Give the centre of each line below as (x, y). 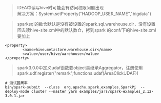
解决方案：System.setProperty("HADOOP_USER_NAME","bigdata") (84, 14)
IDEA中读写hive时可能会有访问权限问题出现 (60, 8)
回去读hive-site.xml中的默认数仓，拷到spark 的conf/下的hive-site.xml (86, 30)
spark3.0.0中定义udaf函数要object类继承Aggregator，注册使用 (80, 68)
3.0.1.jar (15, 96)
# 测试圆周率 (16, 83)
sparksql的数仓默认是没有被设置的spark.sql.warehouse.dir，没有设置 (86, 24)
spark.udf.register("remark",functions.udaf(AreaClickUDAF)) (78, 73)
